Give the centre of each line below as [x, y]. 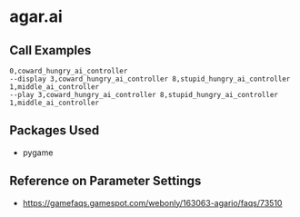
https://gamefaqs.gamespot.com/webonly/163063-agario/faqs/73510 [152, 202]
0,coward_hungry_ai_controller [69, 71]
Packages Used [55, 130]
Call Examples [50, 50]
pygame [38, 153]
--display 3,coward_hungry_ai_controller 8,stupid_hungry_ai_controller [150, 79]
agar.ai [36, 17]
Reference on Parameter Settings [105, 181]
